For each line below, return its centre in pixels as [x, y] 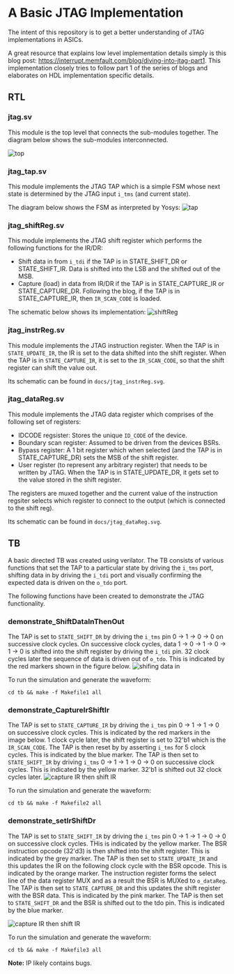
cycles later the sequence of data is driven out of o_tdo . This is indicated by [116, 659]
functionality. [27, 603]
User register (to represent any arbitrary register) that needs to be [112, 464]
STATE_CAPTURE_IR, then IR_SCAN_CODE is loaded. [90, 298]
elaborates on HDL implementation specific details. [81, 75]
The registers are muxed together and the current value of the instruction [113, 493]
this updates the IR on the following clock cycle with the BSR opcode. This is [117, 865]
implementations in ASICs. [46, 39]
